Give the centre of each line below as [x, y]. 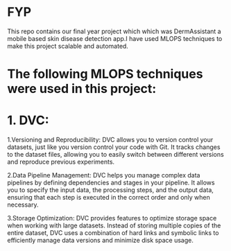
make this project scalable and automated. [68, 46]
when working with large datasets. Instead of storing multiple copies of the [114, 225]
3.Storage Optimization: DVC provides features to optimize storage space [112, 218]
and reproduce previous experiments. [61, 162]
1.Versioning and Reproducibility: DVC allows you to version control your [110, 140]
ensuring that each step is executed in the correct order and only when [109, 198]
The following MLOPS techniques [105, 74]
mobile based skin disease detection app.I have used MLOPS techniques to [115, 38]
